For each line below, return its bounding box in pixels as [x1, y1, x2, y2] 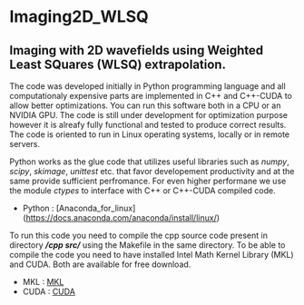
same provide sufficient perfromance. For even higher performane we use [9, 175, 287, 186]
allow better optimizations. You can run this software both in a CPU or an [9, 100, 281, 111]
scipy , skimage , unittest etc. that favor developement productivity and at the [9, 166, 295, 176]
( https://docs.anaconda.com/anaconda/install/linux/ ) [22, 212, 221, 223]
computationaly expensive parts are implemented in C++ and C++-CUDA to [9, 91, 292, 101]
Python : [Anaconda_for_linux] [22, 202, 136, 213]
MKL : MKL [22, 277, 64, 287]
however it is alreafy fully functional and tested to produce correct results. [9, 120, 287, 130]
